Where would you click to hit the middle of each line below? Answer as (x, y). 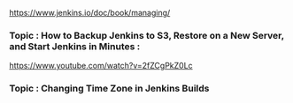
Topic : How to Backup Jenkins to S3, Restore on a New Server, (147, 35)
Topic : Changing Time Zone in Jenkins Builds (109, 89)
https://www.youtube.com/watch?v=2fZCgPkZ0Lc (101, 66)
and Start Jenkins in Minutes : (75, 46)
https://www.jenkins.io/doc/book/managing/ (90, 13)
